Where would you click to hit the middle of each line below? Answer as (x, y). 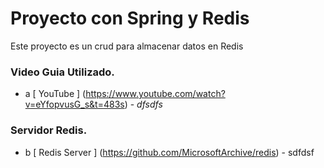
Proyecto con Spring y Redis (130, 18)
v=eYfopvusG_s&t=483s (74, 104)
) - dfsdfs (143, 104)
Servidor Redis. (49, 130)
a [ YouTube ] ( (55, 94)
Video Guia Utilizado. (62, 72)
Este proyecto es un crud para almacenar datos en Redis (127, 46)
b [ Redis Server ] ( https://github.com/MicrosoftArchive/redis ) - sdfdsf (169, 152)
